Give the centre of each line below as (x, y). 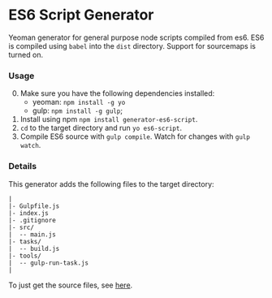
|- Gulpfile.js (34, 206)
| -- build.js (34, 248)
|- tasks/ (25, 241)
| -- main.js (32, 234)
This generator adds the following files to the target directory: (111, 184)
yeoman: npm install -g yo (79, 102)
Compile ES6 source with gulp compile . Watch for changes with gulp (135, 136)
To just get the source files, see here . (71, 285)
